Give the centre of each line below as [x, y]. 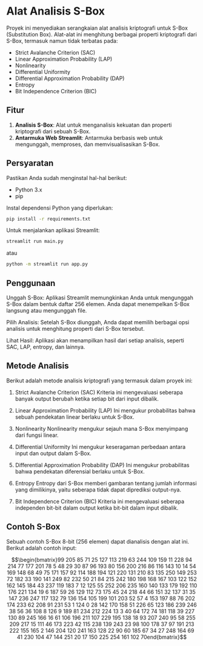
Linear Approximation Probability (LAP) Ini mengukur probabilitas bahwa [105, 410]
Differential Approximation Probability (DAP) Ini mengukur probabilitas [102, 465]
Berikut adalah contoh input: [42, 548]
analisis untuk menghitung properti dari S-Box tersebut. [75, 329]
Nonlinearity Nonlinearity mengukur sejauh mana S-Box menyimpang [101, 428]
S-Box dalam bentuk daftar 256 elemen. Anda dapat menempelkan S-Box [98, 304]
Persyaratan [30, 163]
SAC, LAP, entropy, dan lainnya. [46, 347]
